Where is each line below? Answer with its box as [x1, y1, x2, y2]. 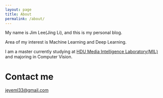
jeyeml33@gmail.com [5, 87, 49, 93]
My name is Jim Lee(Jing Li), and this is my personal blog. [5, 30, 122, 36]
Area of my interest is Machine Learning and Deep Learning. [5, 39, 127, 45]
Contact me [5, 71, 54, 82]
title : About [5, 12, 32, 17]
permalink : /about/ [5, 16, 45, 21]
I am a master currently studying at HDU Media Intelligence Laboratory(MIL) [5, 49, 158, 54]
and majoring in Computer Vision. [5, 54, 72, 60]
